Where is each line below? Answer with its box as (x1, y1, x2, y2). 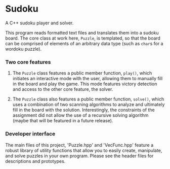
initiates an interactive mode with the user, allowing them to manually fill (12, 76, 163, 82)
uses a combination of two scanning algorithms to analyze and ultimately (12, 102, 165, 108)
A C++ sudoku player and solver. (5, 20, 74, 26)
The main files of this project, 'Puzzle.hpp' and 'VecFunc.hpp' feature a (5, 142, 154, 148)
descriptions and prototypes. (5, 158, 66, 164)
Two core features (5, 58, 51, 65)
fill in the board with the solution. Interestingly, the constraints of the (12, 107, 155, 113)
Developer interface (5, 130, 56, 138)
